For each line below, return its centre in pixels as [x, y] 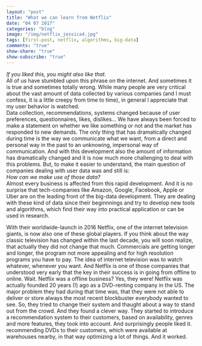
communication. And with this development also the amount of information [99, 151]
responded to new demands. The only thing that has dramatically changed [99, 132]
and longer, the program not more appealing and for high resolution [90, 253]
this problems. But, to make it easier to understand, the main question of [96, 164]
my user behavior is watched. [43, 106]
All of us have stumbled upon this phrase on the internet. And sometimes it [99, 80]
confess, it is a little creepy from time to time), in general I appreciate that [97, 100]
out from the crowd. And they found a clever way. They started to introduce [100, 311]
